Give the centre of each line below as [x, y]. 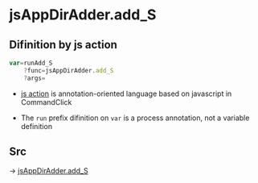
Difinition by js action [63, 45]
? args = [35, 78]
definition [37, 126]
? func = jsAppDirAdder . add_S [69, 70]
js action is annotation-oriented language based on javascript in [126, 94]
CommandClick [46, 102]
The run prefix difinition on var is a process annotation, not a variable [135, 118]
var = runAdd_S [31, 63]
